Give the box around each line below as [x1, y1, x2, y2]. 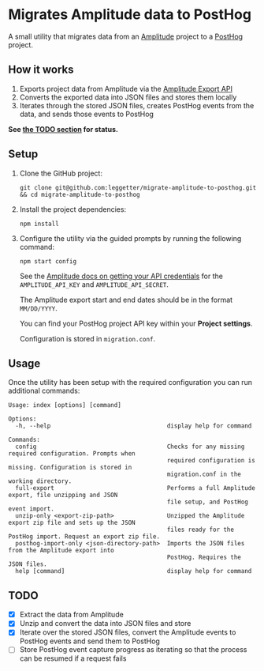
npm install [19, 220, 59, 228]
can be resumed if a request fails [19, 654, 127, 663]
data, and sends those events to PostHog [19, 109, 154, 119]
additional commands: [8, 386, 80, 396]
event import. [8, 505, 55, 513]
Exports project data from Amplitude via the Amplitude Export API [19, 84, 232, 93]
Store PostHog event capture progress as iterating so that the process [19, 645, 247, 654]
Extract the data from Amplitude [19, 610, 124, 620]
